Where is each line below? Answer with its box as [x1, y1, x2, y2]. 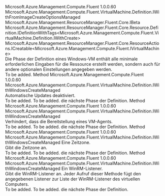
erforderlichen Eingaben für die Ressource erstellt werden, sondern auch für [5, 61, 161, 67]
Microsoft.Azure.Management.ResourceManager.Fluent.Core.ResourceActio [5, 40, 160, 46]
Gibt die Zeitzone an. [5, 145, 48, 150]
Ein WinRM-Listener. [61, 166, 103, 171]
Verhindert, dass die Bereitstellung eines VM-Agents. [5, 119, 113, 124]
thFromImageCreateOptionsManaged [5, 14, 81, 20]
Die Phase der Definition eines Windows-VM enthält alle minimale [5, 56, 138, 62]
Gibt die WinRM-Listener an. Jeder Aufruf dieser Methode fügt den [5, 171, 141, 176]
